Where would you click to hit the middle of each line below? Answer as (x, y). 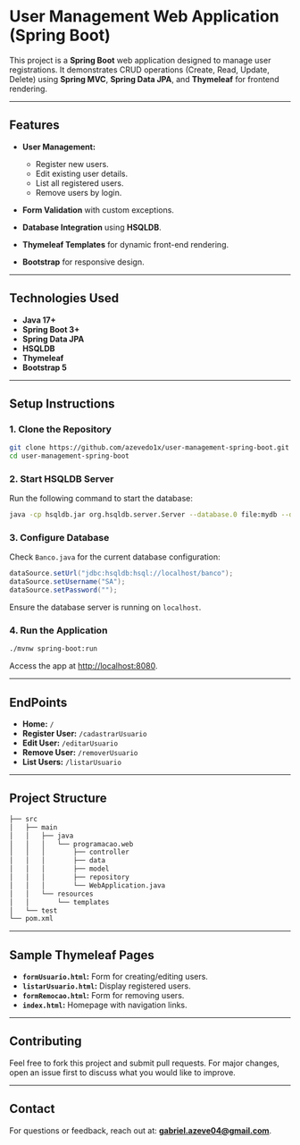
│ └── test (33, 910)
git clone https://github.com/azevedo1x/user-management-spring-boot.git (150, 448)
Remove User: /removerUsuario (80, 753)
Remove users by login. (79, 192)
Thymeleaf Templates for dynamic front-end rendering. (125, 244)
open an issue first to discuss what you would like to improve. (123, 1072)
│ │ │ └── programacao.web (71, 844)
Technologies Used (64, 298)
